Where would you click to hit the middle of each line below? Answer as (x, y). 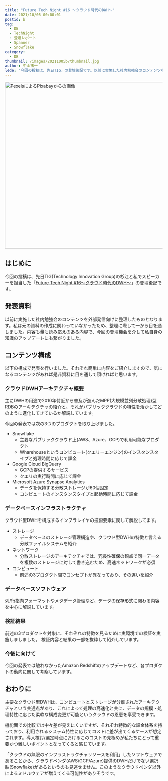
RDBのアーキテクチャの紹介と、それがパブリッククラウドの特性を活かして (81, 407)
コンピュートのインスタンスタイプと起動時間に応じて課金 (79, 494)
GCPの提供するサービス (44, 470)
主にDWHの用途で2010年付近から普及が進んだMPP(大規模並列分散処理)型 (81, 400)
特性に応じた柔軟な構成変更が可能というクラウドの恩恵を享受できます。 (84, 714)
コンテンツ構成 (28, 355)
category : (15, 52)
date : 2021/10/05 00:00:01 (33, 15)
